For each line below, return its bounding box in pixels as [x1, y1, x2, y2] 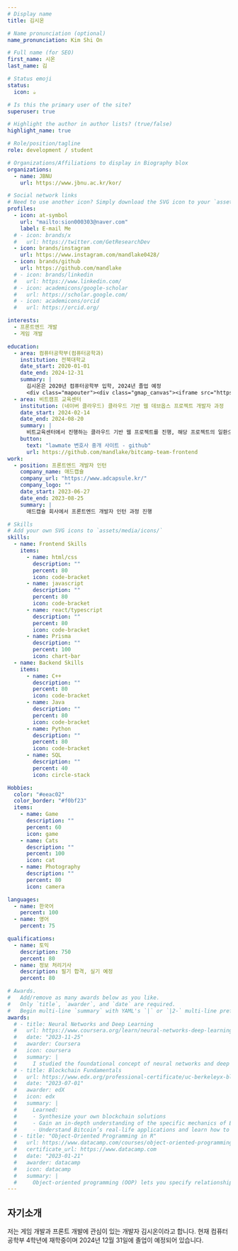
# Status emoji [7, 75, 52, 82]
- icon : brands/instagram [13, 245, 91, 252]
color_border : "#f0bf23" [13, 798, 87, 805]
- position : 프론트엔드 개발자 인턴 [13, 462, 107, 469]
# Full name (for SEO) [7, 49, 74, 57]
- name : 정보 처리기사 [13, 961, 72, 969]
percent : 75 [20, 922, 55, 930]
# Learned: [13, 1106, 59, 1113]
